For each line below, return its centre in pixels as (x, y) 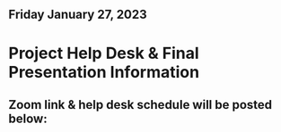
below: (28, 118)
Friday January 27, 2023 (78, 15)
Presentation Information (104, 72)
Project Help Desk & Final (104, 53)
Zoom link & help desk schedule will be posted (140, 105)
